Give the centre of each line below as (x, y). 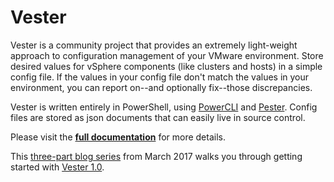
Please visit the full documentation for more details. (118, 137)
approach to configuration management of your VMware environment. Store (167, 55)
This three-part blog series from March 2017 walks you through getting (156, 156)
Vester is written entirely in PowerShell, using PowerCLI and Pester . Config (164, 107)
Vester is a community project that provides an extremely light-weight (154, 45)
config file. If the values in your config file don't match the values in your (160, 77)
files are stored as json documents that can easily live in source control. (158, 117)
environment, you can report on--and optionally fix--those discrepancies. (161, 87)
